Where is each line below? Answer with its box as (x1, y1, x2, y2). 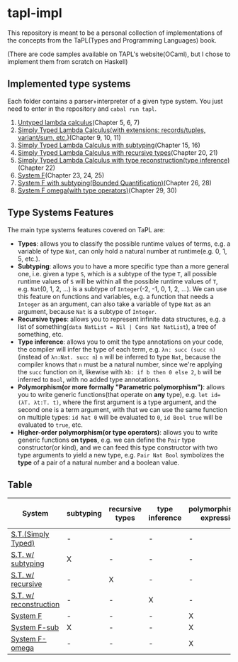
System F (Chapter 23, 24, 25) (17, 170, 105, 179)
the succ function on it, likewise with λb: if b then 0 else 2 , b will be (17, 367, 222, 376)
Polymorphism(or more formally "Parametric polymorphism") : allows (17, 382, 225, 391)
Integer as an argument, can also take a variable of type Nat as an (17, 300, 211, 308)
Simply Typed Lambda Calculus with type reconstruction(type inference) (17, 156, 230, 164)
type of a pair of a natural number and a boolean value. (17, 458, 179, 467)
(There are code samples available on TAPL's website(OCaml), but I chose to (7, 50, 232, 58)
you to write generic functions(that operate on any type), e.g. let (17, 390, 208, 398)
